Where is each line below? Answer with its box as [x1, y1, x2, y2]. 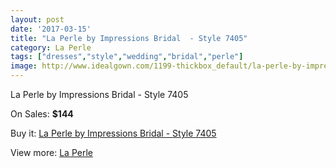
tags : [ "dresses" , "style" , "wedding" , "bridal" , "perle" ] [10, 52, 244, 62]
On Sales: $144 [10, 108, 74, 120]
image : [10, 61, 38, 71]
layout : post [10, 14, 65, 25]
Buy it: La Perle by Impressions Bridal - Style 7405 [10, 127, 217, 139]
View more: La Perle [10, 147, 93, 158]
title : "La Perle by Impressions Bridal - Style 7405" [10, 33, 248, 43]
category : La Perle [10, 42, 92, 53]
